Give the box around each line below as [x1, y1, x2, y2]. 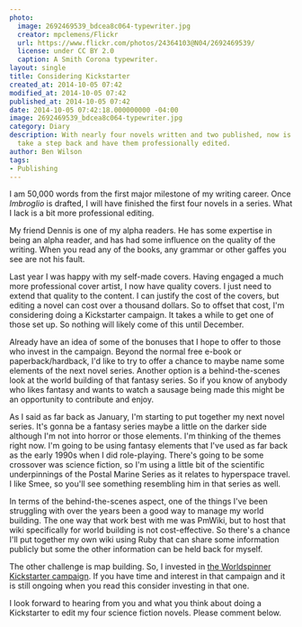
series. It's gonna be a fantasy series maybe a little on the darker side [9, 421, 267, 432]
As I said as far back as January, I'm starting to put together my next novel [9, 412, 285, 423]
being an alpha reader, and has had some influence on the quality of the [9, 235, 276, 246]
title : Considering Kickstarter [9, 72, 130, 81]
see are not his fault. [9, 254, 85, 265]
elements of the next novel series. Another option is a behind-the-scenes [9, 366, 280, 377]
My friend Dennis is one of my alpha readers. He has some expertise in [9, 225, 272, 236]
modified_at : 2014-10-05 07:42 [9, 88, 127, 97]
